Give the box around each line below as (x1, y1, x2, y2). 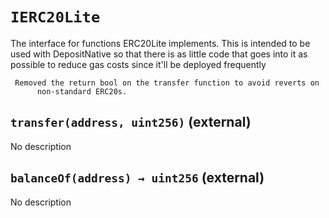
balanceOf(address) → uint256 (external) (10, 169, 265, 187)
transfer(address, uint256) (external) (10, 114, 252, 131)
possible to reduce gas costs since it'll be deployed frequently (10, 58, 267, 70)
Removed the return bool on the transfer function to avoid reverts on (14, 78, 320, 88)
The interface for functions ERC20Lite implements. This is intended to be (10, 37, 311, 49)
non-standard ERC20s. (36, 86, 128, 97)
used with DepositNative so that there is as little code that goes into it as (10, 48, 308, 60)
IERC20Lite (10, 8, 101, 27)
